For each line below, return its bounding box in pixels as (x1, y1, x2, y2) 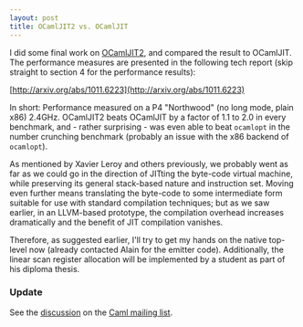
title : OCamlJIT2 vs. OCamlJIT (9, 22, 129, 31)
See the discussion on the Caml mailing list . (9, 307, 173, 318)
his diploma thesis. (9, 263, 80, 274)
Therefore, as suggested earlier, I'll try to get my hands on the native (9, 234, 267, 245)
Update (9, 286, 43, 299)
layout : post (9, 13, 59, 23)
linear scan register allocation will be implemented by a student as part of (9, 253, 286, 265)
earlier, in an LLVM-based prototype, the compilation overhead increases (9, 206, 285, 217)
